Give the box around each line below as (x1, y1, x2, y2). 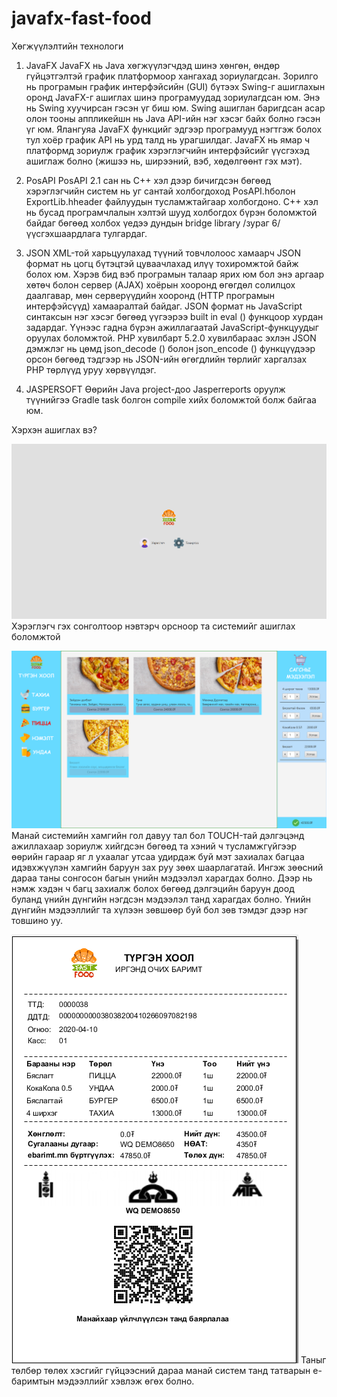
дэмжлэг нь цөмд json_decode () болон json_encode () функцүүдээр (25, 342, 316, 354)
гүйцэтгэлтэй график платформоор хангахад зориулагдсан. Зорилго (25, 70, 319, 82)
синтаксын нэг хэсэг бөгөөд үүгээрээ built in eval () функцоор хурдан (25, 310, 324, 322)
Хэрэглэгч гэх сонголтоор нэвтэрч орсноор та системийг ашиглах (11, 620, 296, 632)
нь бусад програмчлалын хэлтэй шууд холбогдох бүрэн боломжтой (25, 206, 318, 218)
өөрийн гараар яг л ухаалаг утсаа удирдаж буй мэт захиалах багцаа (11, 850, 305, 862)
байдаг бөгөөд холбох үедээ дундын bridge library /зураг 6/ (25, 217, 281, 229)
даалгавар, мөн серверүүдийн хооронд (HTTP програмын (25, 289, 276, 301)
